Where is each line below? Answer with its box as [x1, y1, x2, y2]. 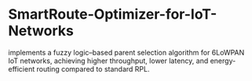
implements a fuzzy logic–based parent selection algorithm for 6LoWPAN [8, 48, 245, 57]
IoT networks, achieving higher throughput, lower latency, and [8, 56, 209, 65]
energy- [210, 56, 236, 65]
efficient [8, 64, 35, 73]
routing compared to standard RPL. [36, 64, 150, 73]
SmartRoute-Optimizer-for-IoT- [8, 5, 217, 23]
